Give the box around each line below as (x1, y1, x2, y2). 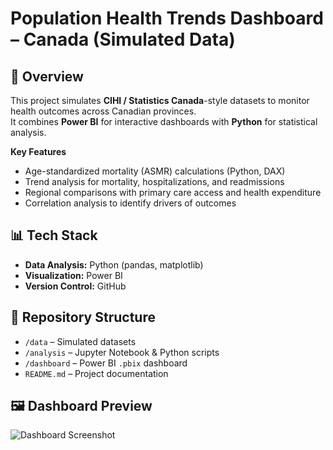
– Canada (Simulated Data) (10, 28, 236, 51)
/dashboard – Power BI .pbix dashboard (24, 357, 188, 369)
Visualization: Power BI (24, 269, 123, 281)
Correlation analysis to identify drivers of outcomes (24, 197, 237, 209)
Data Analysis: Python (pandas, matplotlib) (24, 258, 204, 271)
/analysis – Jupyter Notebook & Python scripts (24, 346, 220, 358)
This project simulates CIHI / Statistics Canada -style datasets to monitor (10, 95, 310, 106)
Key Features (10, 146, 67, 157)
